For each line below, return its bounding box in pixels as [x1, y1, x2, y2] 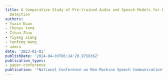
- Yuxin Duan [5, 21, 32, 26]
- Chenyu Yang [5, 26, 35, 31]
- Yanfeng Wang [5, 40, 37, 45]
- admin [5, 44, 21, 49]
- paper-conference [5, 63, 46, 68]
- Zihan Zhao [5, 30, 32, 35]
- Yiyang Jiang [5, 35, 37, 40]
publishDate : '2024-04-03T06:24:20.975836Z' [5, 53, 99, 59]
